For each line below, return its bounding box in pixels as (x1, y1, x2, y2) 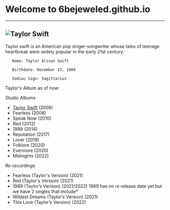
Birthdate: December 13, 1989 (12, 67, 76, 72)
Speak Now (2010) (12, 115, 52, 121)
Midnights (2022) (12, 152, 49, 159)
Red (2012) (12, 120, 36, 127)
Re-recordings (5, 163, 35, 169)
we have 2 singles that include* (12, 188, 78, 194)
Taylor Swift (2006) (12, 104, 53, 111)
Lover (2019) (12, 136, 39, 142)
